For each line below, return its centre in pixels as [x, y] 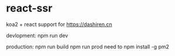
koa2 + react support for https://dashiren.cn [59, 24]
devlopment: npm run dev [37, 35]
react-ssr [29, 8]
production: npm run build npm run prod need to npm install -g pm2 [88, 46]
